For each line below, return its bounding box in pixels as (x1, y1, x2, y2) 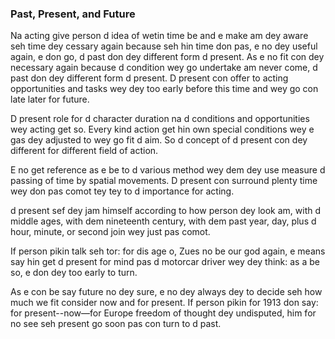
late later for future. (10, 93, 90, 106)
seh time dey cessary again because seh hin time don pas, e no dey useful (10, 40, 318, 52)
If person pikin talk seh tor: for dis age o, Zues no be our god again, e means (10, 245, 326, 257)
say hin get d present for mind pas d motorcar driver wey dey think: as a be (10, 256, 320, 268)
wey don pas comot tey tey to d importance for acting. (10, 185, 235, 197)
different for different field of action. (10, 145, 159, 157)
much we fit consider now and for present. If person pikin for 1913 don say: (10, 297, 319, 309)
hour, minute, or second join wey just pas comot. (10, 226, 211, 238)
